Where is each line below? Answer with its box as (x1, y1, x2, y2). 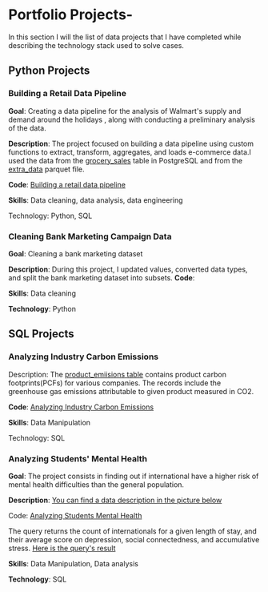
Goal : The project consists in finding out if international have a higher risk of (8, 471, 259, 481)
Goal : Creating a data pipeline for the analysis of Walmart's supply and (8, 106, 242, 115)
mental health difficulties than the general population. (8, 479, 185, 489)
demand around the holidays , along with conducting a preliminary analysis (8, 115, 256, 124)
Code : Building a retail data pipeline (8, 179, 126, 189)
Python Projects (8, 64, 90, 78)
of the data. (8, 123, 46, 133)
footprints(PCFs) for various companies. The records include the (8, 378, 222, 388)
